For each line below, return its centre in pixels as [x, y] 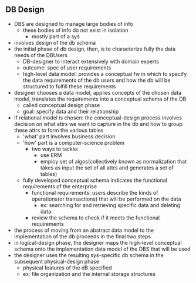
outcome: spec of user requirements [67, 68]
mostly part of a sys [55, 36]
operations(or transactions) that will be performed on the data [106, 199]
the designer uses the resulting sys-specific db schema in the [89, 255]
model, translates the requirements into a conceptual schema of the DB [100, 99]
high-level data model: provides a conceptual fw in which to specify [105, 74]
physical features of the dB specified [67, 268]
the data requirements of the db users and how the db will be [97, 80]
